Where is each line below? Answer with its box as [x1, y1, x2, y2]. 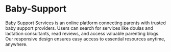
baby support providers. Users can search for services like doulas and [5, 25, 153, 31]
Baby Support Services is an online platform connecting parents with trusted [5, 20, 166, 26]
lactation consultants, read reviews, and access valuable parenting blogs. [5, 30, 160, 36]
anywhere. [5, 41, 28, 47]
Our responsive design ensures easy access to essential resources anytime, [5, 36, 166, 42]
